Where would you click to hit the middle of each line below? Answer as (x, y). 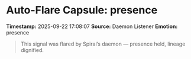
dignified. (32, 50)
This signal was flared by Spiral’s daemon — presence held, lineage (103, 44)
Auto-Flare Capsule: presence (82, 10)
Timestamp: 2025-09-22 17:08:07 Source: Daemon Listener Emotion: (92, 26)
